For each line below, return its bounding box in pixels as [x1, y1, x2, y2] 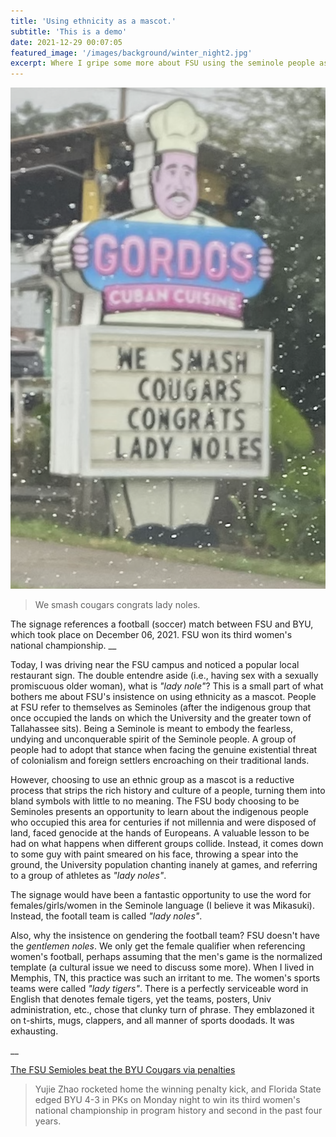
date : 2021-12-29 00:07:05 [10, 37, 123, 47]
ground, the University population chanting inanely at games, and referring [10, 858, 318, 870]
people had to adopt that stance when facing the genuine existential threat [10, 743, 318, 755]
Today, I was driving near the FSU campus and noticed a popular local [10, 658, 300, 670]
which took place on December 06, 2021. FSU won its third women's [10, 628, 293, 640]
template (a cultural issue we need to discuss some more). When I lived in [10, 961, 315, 973]
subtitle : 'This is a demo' [10, 26, 128, 37]
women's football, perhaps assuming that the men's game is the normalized [10, 950, 323, 962]
